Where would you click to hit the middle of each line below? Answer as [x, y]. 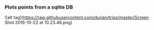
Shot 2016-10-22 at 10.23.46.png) [39, 22]
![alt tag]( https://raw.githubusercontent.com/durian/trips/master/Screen [77, 18]
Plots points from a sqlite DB [39, 7]
